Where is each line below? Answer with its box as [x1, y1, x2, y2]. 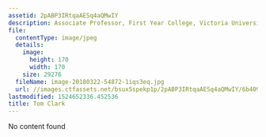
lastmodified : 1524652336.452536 [8, 93, 119, 101]
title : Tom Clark [8, 100, 66, 108]
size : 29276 [22, 70, 62, 78]
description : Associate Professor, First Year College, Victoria [8, 19, 228, 27]
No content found [8, 122, 66, 131]
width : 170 [28, 63, 66, 71]
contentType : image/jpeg [15, 33, 97, 42]
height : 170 [28, 56, 69, 64]
